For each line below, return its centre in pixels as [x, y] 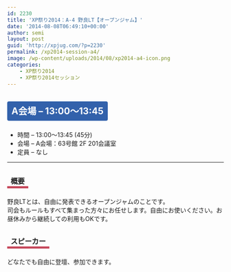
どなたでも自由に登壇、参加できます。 [61, 262]
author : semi [26, 33]
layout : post [26, 39]
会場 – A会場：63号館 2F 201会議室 [67, 143]
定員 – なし [32, 151]
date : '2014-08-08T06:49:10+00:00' [58, 26]
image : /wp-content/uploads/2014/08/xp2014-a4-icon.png [89, 59]
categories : [24, 65]
